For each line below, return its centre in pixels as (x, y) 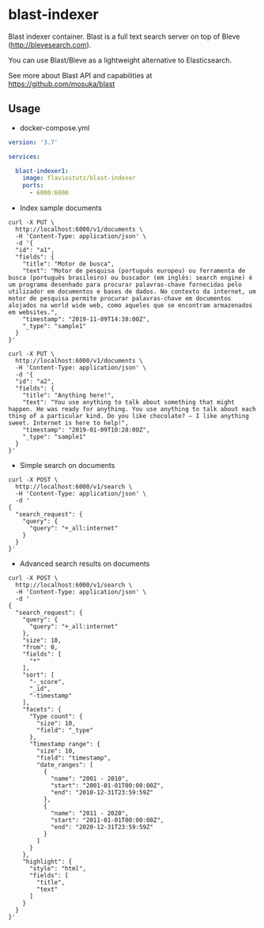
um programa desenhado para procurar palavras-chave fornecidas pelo (125, 285)
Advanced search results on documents (85, 564)
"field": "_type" (65, 730)
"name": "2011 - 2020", (89, 813)
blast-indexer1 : (42, 171)
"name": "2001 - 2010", (89, 779)
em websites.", (33, 312)
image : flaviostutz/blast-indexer (79, 178)
